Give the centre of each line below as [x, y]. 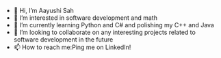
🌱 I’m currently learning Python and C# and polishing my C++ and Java [114, 25]
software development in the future [63, 40]
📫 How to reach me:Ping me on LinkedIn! [72, 47]
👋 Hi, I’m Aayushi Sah [43, 11]
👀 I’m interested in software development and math [85, 18]
